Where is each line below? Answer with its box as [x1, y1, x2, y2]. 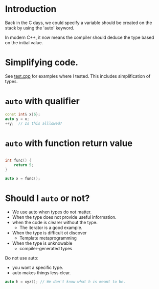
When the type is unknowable [12, 240, 72, 246]
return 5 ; [14, 163, 34, 168]
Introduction [5, 3, 57, 15]
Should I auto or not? [5, 193, 90, 204]
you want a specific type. [12, 264, 64, 270]
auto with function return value [5, 138, 133, 148]
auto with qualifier [5, 96, 80, 107]
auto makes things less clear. [12, 269, 71, 276]
